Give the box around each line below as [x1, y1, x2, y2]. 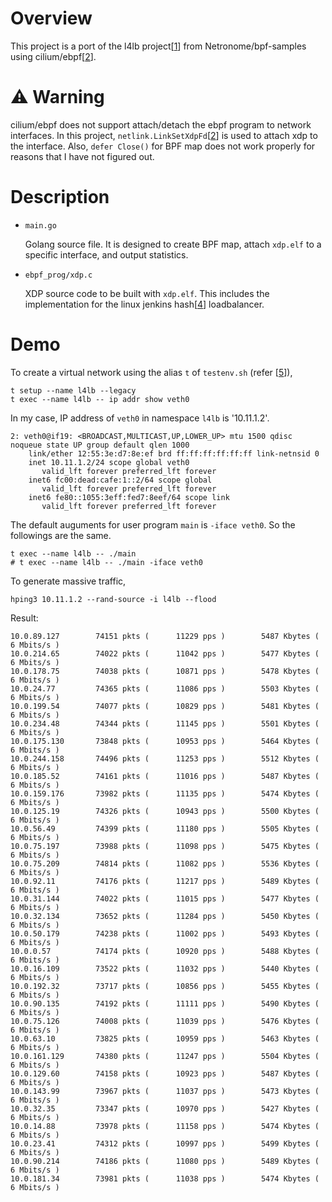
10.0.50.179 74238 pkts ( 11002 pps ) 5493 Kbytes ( [10, 928, 320, 939]
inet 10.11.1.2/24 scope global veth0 [28, 457, 190, 467]
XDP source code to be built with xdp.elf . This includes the [24, 287, 270, 299]
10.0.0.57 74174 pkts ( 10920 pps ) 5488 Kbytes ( [10, 946, 320, 956]
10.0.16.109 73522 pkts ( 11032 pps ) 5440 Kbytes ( [10, 963, 320, 974]
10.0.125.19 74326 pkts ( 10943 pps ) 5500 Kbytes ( [10, 806, 320, 816]
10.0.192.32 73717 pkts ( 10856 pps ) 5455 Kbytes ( [10, 981, 320, 991]
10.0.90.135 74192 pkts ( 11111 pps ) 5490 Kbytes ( [10, 998, 320, 1009]
